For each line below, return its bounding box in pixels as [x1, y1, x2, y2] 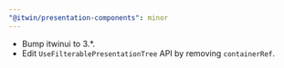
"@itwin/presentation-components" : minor [8, 13, 169, 23]
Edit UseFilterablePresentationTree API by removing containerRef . [21, 47, 276, 59]
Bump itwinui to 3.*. [21, 38, 96, 49]
